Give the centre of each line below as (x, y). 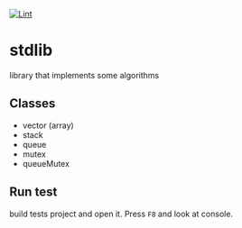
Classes (33, 104)
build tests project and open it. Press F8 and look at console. (121, 214)
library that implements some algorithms (84, 75)
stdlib (31, 50)
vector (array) (48, 125)
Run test (33, 192)
